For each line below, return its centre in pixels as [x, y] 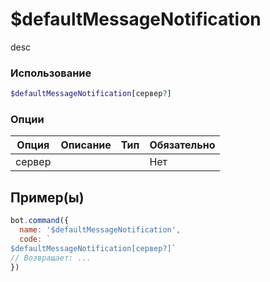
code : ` [35, 239]
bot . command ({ [40, 221]
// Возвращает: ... [51, 258]
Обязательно [182, 145]
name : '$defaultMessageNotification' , [100, 230]
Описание [86, 145]
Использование [51, 73]
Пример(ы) [47, 197]
